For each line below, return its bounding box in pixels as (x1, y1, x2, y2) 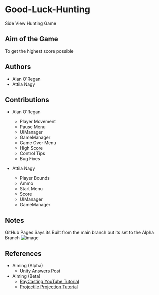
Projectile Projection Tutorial (19, 284, 78, 290)
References (5, 249, 42, 258)
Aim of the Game (5, 35, 58, 43)
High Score (19, 145, 43, 151)
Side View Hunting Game (5, 20, 56, 26)
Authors (5, 63, 31, 71)
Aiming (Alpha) (12, 263, 43, 268)
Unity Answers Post (19, 268, 61, 274)
